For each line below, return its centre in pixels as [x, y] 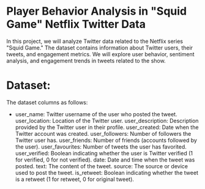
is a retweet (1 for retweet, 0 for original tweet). [75, 179]
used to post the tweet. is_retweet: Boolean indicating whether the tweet [107, 172]
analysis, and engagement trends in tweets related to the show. [86, 61]
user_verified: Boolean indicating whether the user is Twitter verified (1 [104, 153]
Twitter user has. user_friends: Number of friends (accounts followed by [106, 140]
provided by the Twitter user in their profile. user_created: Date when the [107, 127]
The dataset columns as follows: [47, 102]
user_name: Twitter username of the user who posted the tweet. [96, 114]
